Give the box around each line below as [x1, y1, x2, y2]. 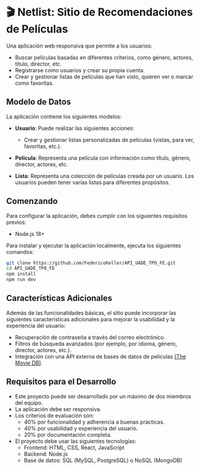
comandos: [6, 248, 34, 255]
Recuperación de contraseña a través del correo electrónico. [14, 333, 166, 341]
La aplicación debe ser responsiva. [14, 405, 102, 413]
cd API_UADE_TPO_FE [6, 265, 55, 271]
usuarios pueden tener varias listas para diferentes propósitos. [14, 179, 170, 186]
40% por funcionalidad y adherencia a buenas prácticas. [23, 418, 165, 425]
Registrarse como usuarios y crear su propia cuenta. [14, 66, 145, 73]
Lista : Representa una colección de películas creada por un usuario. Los [14, 172, 194, 179]
